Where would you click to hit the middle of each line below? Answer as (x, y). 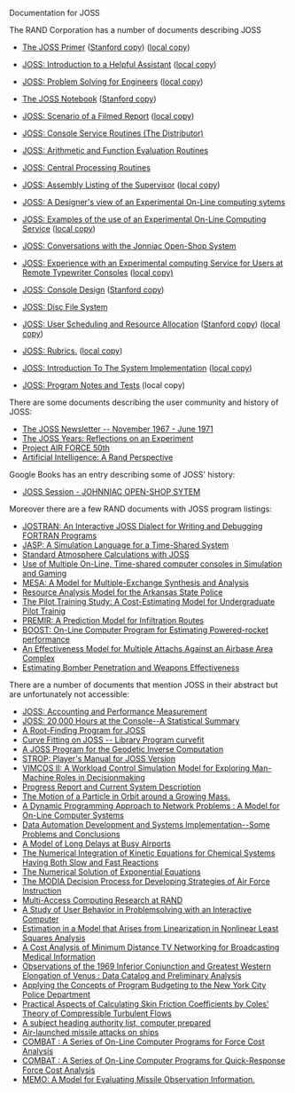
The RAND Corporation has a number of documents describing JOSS (136, 30)
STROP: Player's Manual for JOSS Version (98, 759)
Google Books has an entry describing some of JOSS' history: (122, 475)
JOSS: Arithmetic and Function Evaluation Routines (115, 150)
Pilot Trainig (44, 611)
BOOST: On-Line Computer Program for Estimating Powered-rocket (145, 630)
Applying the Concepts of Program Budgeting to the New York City (144, 985)
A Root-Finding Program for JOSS (84, 730)
